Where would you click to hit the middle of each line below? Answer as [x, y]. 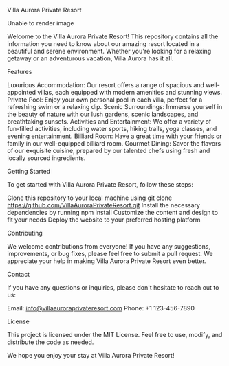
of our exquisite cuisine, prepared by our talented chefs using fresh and [109, 151]
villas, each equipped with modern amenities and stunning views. [130, 92]
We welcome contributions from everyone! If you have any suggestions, [109, 246]
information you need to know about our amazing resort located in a [103, 44]
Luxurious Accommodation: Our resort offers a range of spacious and [106, 85]
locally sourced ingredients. [46, 158]
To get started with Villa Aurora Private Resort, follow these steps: [100, 184]
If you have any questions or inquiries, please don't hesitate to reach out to [113, 287]
